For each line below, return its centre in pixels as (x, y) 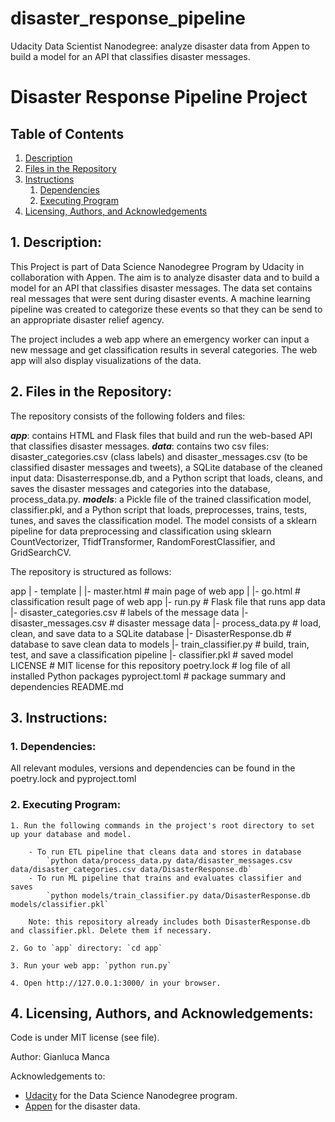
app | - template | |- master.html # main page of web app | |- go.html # (155, 591)
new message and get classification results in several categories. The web (164, 349)
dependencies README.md (67, 686)
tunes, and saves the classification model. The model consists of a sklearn (164, 520)
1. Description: (56, 242)
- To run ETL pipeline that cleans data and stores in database (165, 852)
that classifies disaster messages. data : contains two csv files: (140, 446)
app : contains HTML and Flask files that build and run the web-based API (161, 435)
